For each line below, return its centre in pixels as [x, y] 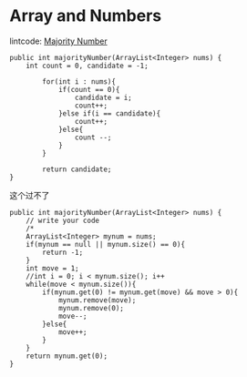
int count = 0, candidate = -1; [87, 66]
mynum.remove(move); [97, 300]
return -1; [63, 252]
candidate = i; [103, 97]
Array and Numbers [86, 16]
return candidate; [77, 169]
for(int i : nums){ [79, 82]
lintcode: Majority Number [58, 41]
